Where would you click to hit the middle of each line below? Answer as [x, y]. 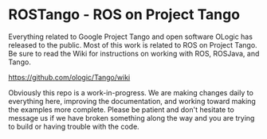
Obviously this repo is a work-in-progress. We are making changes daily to [131, 92]
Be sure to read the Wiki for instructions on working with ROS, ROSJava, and [134, 53]
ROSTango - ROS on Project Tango [124, 15]
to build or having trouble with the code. [74, 126]
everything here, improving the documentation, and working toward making [132, 101]
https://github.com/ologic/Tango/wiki [69, 77]
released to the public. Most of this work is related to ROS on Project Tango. [133, 44]
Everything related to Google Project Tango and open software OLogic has [131, 37]
